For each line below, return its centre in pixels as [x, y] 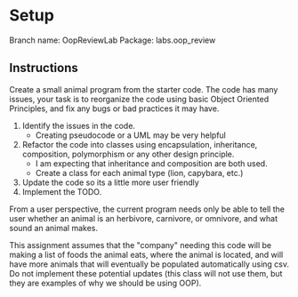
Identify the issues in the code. [79, 125]
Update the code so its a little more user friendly [111, 182]
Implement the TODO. [62, 191]
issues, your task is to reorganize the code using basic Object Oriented [139, 99]
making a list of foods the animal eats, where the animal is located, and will [146, 254]
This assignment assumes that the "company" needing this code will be [141, 245]
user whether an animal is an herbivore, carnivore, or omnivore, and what [144, 218]
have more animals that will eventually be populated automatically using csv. [149, 264]
